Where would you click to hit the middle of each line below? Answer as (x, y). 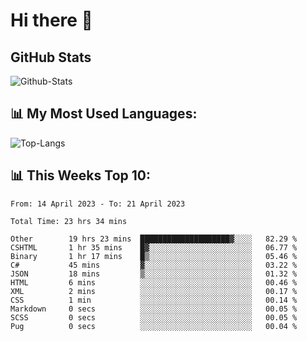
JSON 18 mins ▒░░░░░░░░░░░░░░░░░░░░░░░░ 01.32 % (154, 274)
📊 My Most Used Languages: (104, 114)
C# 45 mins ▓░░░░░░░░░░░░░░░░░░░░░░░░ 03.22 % (154, 265)
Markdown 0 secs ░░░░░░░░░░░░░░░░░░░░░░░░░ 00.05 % (154, 309)
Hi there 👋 (51, 20)
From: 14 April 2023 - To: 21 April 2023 (98, 204)
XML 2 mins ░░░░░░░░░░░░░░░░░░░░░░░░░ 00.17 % (154, 291)
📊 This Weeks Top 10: (80, 175)
